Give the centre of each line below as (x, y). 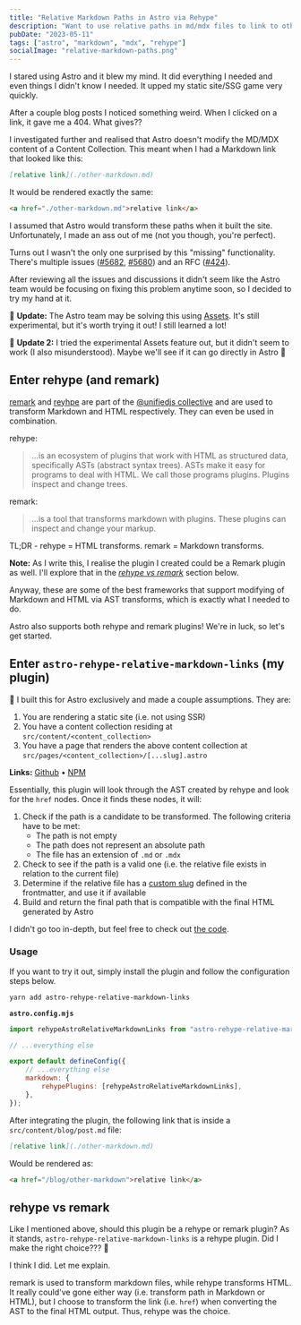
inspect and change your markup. (94, 528)
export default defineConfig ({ (68, 1062)
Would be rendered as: (52, 1163)
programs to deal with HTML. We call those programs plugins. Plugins (160, 474)
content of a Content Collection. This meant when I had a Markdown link (142, 150)
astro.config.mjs (42, 1013)
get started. (30, 636)
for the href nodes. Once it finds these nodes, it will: (106, 799)
